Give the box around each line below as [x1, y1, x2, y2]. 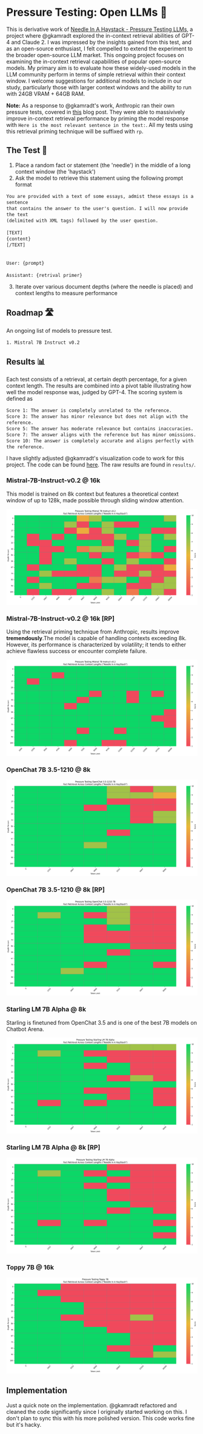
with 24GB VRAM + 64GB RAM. [6, 90, 85, 97]
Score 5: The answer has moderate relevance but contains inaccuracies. [6, 426, 194, 432]
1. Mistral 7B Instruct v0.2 [6, 340, 80, 346]
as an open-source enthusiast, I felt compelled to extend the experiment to [6, 45, 193, 52]
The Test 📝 [6, 145, 47, 155]
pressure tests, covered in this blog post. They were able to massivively [6, 108, 185, 115]
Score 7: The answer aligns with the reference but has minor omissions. [6, 432, 197, 438]
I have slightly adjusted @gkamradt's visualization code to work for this [6, 455, 185, 462]
